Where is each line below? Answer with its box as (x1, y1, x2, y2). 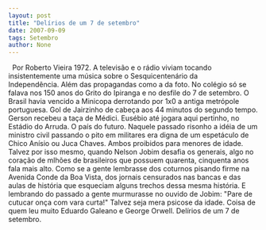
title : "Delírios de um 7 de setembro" (8, 19, 141, 27)
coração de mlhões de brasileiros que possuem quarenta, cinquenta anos (8, 155, 249, 165)
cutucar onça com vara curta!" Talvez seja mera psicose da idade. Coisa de (8, 197, 256, 207)
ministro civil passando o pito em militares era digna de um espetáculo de (8, 130, 249, 140)
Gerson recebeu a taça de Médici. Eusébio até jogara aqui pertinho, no (8, 113, 240, 123)
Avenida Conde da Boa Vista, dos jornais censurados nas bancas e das (8, 172, 241, 182)
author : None (8, 41, 52, 49)
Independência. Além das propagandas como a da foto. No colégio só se (8, 80, 247, 90)
